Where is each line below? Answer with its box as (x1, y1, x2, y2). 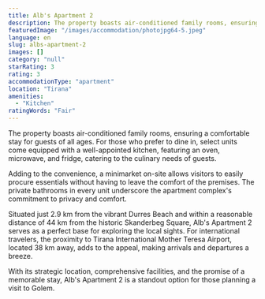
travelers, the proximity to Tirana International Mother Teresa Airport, (8, 234, 233, 244)
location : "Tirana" (8, 84, 73, 93)
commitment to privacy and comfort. (8, 194, 128, 204)
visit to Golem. (8, 283, 55, 293)
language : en (8, 33, 51, 42)
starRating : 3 (8, 63, 55, 71)
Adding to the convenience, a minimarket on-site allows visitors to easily (8, 169, 244, 178)
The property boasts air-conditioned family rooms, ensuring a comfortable (8, 129, 250, 138)
